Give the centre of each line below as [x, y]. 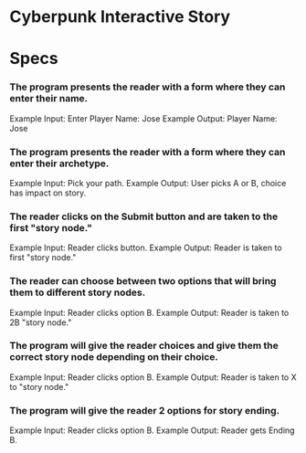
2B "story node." [41, 322]
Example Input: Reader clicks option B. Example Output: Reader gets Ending [152, 430]
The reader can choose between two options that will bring [143, 281]
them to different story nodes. [78, 292]
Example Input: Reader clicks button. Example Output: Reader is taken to [146, 248]
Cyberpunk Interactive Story [120, 17]
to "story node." [39, 386]
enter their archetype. [59, 163]
